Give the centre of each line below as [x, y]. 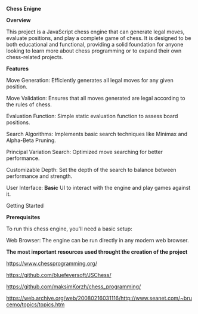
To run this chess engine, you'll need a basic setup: [69, 229]
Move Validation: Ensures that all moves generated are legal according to [96, 98]
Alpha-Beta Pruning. [31, 140]
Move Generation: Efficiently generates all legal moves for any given [90, 80]
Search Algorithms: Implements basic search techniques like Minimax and [97, 134]
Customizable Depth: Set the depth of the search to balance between [91, 170]
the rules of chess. [29, 104]
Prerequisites [23, 217]
